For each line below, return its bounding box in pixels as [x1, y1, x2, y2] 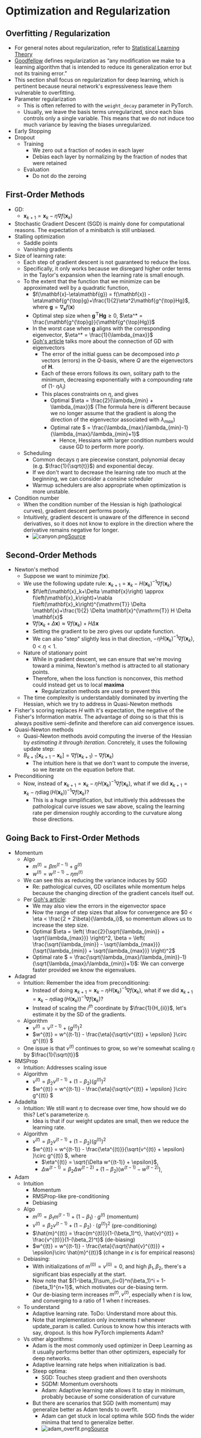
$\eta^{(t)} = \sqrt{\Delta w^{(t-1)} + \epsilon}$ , [41, 1158, 159, 1166]
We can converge [140, 960, 185, 967]
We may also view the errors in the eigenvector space [32, 902, 166, 909]
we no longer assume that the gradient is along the [50, 409, 177, 416]
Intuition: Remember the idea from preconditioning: [23, 979, 150, 986]
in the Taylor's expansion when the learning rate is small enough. [23, 271, 185, 278]
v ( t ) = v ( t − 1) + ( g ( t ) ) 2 [32, 1023, 82, 1032]
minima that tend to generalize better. [41, 1419, 135, 1426]
